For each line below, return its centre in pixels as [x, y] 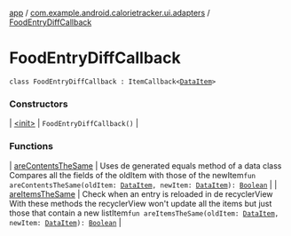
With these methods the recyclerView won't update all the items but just [141, 203]
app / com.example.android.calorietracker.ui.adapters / [110, 13]
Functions [31, 146]
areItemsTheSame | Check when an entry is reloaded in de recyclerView [141, 193]
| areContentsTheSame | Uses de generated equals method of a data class [145, 165]
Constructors [39, 104]
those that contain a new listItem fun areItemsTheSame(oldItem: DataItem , [144, 213]
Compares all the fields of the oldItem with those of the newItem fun [132, 175]
